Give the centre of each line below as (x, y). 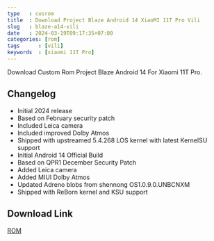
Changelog (32, 94)
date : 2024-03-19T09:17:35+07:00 (60, 33)
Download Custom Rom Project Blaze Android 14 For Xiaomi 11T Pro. (105, 72)
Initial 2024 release (45, 110)
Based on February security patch (66, 118)
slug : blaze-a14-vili (43, 26)
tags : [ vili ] (35, 46)
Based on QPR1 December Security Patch (77, 162)
